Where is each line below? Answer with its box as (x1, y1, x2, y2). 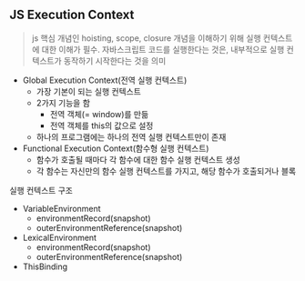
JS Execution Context (9, 7, 135, 23)
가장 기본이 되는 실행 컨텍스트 (36, 85, 141, 96)
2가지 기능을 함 (36, 97, 91, 108)
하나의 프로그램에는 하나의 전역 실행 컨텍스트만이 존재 (36, 131, 227, 142)
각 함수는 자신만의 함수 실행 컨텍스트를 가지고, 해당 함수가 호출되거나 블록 (36, 166, 297, 176)
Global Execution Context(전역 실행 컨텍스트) (22, 75, 188, 85)
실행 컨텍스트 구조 (9, 185, 73, 196)
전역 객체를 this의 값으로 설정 (49, 120, 154, 131)
